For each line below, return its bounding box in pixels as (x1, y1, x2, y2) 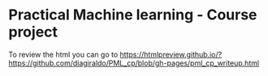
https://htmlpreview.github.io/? (119, 49, 223, 59)
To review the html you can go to (8, 49, 119, 59)
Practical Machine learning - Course (8, 6, 257, 24)
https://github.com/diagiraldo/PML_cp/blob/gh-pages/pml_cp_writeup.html (8, 58, 260, 68)
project (8, 23, 58, 41)
